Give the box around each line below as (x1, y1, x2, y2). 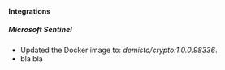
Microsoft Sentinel (8, 25, 72, 35)
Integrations (8, 6, 51, 16)
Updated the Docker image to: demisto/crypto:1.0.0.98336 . (19, 45, 218, 55)
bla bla (19, 53, 43, 64)
